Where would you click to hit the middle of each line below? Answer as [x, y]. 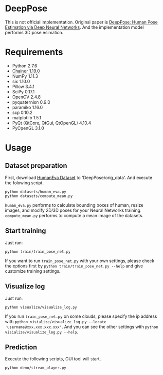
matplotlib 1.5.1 [27, 117]
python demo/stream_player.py [36, 368]
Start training [26, 231]
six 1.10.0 [21, 81]
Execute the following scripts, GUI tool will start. [53, 359]
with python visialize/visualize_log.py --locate [56, 321]
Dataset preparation [36, 166]
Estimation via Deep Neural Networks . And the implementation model [74, 27]
